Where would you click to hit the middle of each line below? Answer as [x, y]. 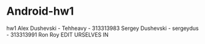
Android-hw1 [40, 11]
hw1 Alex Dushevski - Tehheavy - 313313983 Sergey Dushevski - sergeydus [102, 28]
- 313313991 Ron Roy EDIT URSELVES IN [57, 34]
